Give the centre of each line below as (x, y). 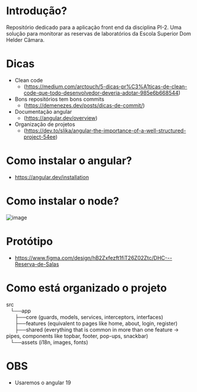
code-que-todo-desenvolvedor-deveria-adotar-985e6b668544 (101, 92)
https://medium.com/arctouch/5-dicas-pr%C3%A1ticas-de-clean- (106, 86)
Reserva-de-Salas (37, 264)
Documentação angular (43, 111)
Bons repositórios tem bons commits (59, 99)
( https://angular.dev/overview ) (60, 118)
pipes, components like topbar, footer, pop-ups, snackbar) (77, 336)
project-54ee (40, 137)
